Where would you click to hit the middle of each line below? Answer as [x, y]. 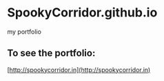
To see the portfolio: [51, 53]
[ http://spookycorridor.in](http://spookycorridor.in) [79, 69]
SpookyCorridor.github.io [82, 13]
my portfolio [24, 32]
